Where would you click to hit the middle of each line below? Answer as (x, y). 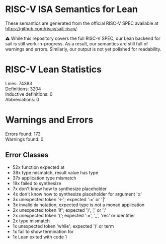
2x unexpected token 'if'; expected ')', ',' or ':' (59, 210)
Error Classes (27, 155)
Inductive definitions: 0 (29, 94)
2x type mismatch (31, 221)
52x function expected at (38, 167)
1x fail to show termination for (43, 231)
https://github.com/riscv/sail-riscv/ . (41, 28)
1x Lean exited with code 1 (39, 237)
